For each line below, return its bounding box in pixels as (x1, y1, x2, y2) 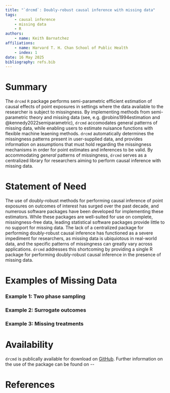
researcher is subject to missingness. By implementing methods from (5, 109, 150, 115)
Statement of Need (5, 181, 87, 192)
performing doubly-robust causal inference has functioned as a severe (5, 230, 153, 236)
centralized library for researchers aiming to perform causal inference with (5, 158, 161, 164)
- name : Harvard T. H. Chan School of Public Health (14, 45, 128, 50)
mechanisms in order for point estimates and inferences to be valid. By (5, 147, 153, 153)
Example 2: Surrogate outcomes (5, 307, 86, 314)
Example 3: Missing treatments (5, 320, 84, 327)
